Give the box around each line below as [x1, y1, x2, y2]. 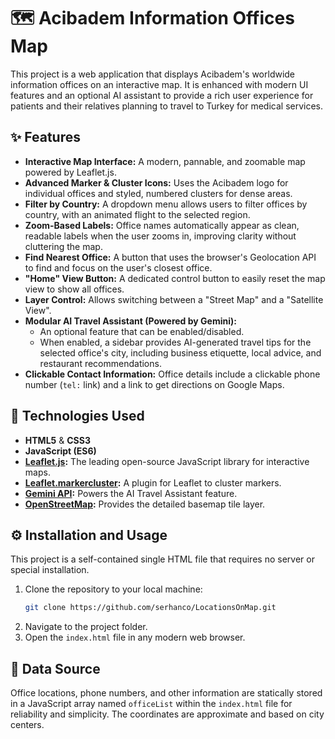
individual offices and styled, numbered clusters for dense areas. [24, 187, 293, 199]
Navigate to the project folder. [24, 621, 148, 633]
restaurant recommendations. [39, 357, 162, 369]
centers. [10, 719, 45, 731]
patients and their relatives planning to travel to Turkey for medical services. [10, 100, 324, 112]
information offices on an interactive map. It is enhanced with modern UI [10, 78, 309, 90]
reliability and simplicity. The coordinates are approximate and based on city [10, 708, 325, 720]
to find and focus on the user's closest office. [24, 261, 213, 274]
